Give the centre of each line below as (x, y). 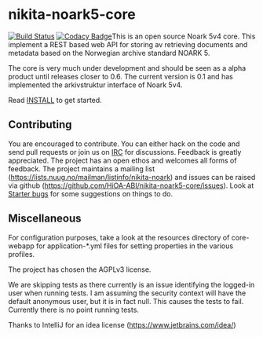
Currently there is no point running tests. (74, 310)
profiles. (22, 254)
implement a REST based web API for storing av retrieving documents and (128, 44)
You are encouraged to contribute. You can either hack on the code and (124, 144)
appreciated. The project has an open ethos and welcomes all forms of (122, 160)
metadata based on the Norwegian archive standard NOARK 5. (109, 53)
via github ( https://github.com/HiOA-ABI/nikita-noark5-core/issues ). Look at (131, 185)
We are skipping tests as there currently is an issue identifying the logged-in (131, 284)
